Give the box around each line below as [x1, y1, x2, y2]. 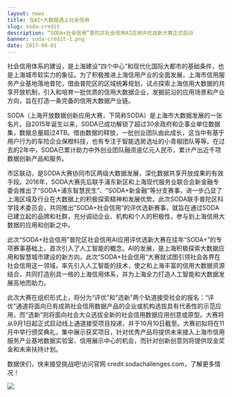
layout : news [7, 10, 45, 17]
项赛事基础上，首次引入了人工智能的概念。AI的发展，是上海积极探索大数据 [7, 244, 219, 252]
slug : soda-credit [7, 23, 60, 30]
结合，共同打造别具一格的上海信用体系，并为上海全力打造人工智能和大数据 [7, 270, 219, 278]
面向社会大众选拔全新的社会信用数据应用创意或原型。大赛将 [55, 311, 224, 318]
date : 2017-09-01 [7, 42, 57, 49]
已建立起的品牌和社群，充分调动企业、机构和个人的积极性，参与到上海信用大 [7, 212, 225, 220]
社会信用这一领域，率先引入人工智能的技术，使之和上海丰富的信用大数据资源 [7, 262, 225, 269]
